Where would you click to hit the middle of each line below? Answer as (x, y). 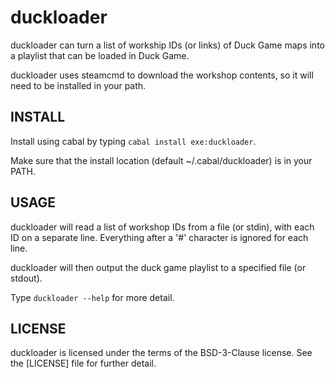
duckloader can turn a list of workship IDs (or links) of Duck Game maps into (167, 45)
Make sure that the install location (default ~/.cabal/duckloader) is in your (161, 160)
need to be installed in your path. (78, 85)
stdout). (26, 278)
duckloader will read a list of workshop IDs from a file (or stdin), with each (162, 227)
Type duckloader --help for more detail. (92, 297)
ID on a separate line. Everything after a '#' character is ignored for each (159, 237)
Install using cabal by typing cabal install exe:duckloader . (133, 141)
